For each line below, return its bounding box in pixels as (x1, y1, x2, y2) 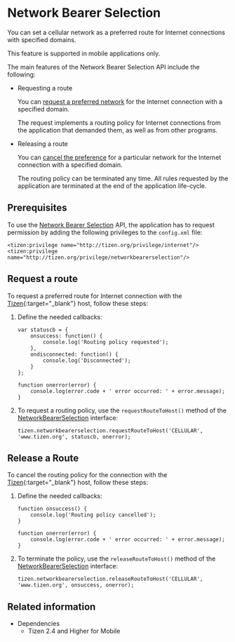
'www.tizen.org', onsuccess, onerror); (17, 582, 135, 589)
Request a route (7, 273, 79, 285)
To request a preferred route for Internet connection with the (7, 291, 182, 300)
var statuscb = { (17, 326, 69, 333)
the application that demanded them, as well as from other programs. (17, 126, 218, 134)
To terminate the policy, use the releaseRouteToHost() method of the (17, 554, 216, 563)
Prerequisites (7, 202, 67, 214)
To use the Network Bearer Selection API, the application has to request (7, 220, 215, 229)
